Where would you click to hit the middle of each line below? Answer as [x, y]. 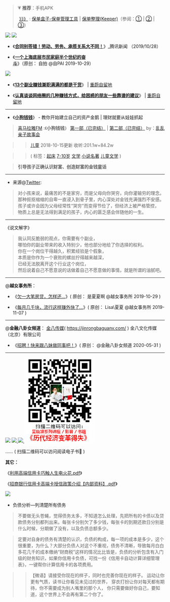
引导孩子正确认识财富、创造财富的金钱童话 [62, 167]
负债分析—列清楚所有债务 [39, 505]
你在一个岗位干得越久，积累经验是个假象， [62, 251]
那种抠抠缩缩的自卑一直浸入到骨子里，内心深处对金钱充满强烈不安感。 [91, 199]
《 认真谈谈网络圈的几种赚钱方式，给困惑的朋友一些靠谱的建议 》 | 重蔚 [84, 95]
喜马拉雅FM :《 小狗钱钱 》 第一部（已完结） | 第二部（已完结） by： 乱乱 [91, 128]
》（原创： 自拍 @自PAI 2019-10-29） [55, 63]
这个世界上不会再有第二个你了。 [73, 594]
